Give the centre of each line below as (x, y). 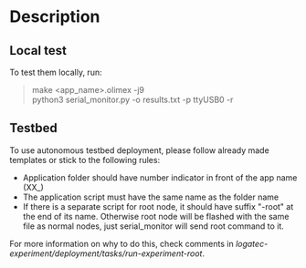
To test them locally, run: (56, 72)
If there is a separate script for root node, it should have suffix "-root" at (158, 206)
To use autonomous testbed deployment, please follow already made (139, 150)
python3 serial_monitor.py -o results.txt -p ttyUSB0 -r (132, 99)
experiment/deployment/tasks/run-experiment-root (106, 253)
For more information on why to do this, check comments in (122, 243)
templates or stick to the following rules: (85, 160)
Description (55, 17)
